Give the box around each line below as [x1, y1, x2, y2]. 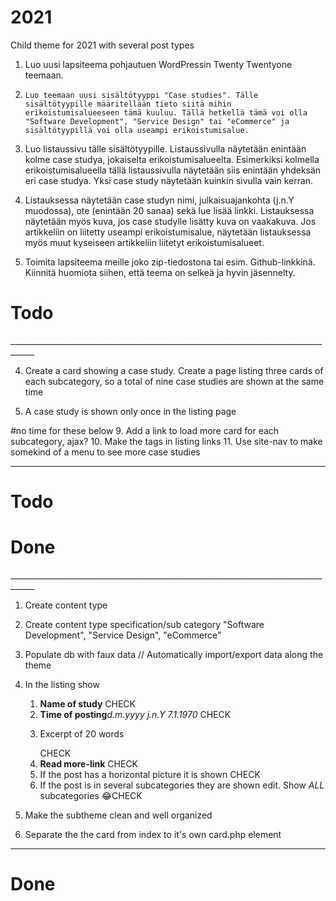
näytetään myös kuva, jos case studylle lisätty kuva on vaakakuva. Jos [24, 215, 317, 227]
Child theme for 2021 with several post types [10, 39, 195, 51]
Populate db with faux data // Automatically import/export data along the [24, 649, 324, 660]
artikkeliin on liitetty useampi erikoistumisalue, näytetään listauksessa [24, 226, 312, 238]
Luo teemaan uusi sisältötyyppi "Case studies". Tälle [24, 90, 259, 100]
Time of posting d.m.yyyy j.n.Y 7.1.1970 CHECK [39, 709, 232, 720]
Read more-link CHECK [39, 758, 139, 770]
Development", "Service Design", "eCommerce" [24, 629, 222, 641]
